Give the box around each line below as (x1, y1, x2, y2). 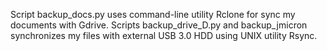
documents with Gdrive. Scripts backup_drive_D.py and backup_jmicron (10, 19, 308, 31)
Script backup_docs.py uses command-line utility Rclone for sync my (10, 9, 296, 20)
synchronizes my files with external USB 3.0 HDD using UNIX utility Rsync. (10, 30, 318, 41)
